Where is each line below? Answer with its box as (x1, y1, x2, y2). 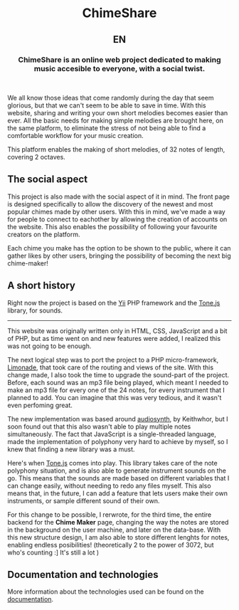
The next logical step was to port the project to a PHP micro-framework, (7, 355, 219, 364)
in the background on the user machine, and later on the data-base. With (7, 525, 221, 534)
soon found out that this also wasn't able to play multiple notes (7, 422, 191, 431)
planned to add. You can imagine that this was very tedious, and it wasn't (7, 393, 222, 401)
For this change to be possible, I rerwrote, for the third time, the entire (7, 510, 212, 519)
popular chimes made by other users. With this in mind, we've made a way (7, 207, 225, 216)
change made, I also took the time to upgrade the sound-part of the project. (7, 370, 230, 379)
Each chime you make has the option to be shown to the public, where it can (7, 243, 231, 252)
